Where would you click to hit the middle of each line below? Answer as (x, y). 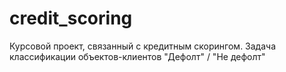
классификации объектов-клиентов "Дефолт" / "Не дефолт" (137, 56)
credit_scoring (71, 18)
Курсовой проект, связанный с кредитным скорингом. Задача (143, 46)
